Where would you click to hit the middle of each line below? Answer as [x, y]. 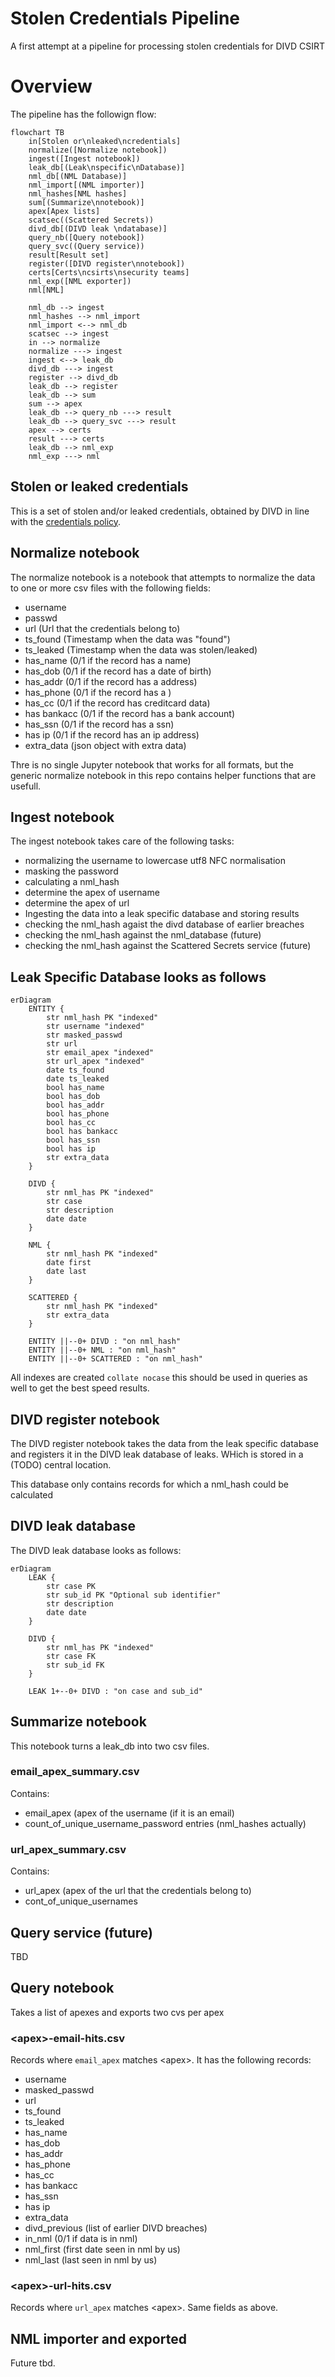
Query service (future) [81, 1932]
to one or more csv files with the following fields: [111, 588]
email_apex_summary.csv [75, 1772]
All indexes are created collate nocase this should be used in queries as [159, 1378]
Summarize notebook [78, 1722]
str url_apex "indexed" [95, 1062]
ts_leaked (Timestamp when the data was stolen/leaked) [141, 649]
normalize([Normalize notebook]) [98, 150]
